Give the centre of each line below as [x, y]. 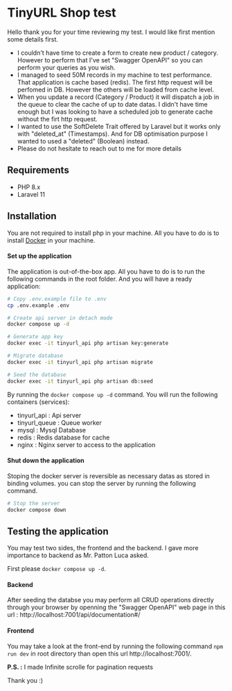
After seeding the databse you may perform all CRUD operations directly [111, 600]
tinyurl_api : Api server [49, 415]
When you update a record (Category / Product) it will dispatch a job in [118, 97]
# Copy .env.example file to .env [57, 299]
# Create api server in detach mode [60, 318]
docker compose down [37, 510]
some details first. [33, 39]
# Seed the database [37, 375]
